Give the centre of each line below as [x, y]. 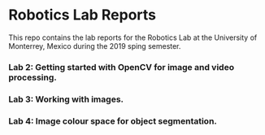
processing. [33, 77]
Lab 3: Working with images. [66, 99]
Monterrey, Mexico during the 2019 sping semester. [95, 46]
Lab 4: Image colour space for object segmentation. [113, 121]
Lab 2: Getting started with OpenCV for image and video [121, 67]
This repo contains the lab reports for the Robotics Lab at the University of [133, 37]
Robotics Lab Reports [83, 15]
